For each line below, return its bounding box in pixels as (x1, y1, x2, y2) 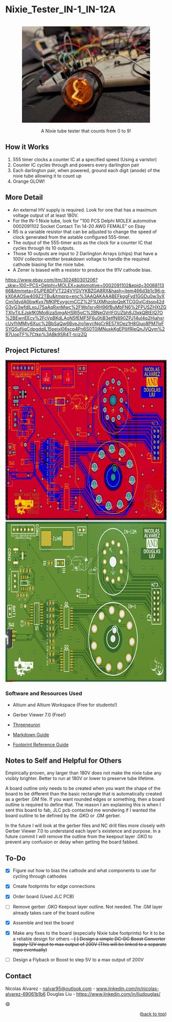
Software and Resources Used (5, 690, 82, 697)
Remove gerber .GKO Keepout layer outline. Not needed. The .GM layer (12, 904, 163, 910)
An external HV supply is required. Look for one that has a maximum (12, 206, 157, 213)
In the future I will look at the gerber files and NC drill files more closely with (5, 823, 165, 829)
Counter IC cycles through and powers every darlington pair (12, 162, 140, 168)
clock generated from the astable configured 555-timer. (12, 234, 131, 240)
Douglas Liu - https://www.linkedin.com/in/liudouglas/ (47, 991, 161, 997)
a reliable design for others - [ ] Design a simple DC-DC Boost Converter (12, 936, 166, 942)
